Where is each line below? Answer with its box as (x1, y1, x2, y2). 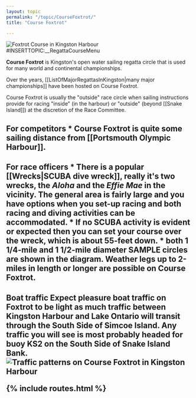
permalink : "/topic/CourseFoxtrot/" (6, 14, 96, 20)
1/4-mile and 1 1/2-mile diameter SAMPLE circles (6, 245, 188, 255)
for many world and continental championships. (6, 65, 122, 72)
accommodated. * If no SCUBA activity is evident (6, 218, 191, 228)
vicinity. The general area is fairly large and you (6, 190, 185, 200)
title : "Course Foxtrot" (6, 19, 67, 25)
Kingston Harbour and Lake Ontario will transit (6, 311, 181, 321)
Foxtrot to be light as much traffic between (6, 302, 166, 312)
